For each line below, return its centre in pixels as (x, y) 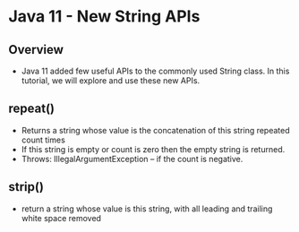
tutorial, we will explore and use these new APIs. (111, 81)
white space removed (61, 218)
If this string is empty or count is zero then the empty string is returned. (153, 149)
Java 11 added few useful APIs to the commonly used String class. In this (155, 71)
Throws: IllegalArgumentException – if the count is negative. (132, 159)
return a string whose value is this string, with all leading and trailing (147, 209)
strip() (26, 187)
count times (43, 140)
